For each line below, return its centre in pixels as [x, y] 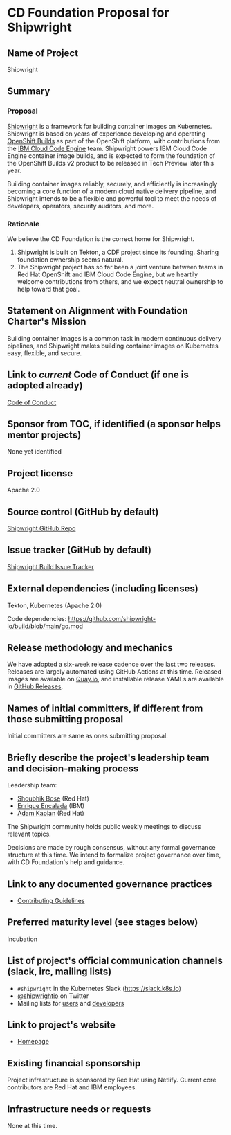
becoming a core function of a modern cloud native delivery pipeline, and [112, 191]
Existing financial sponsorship [74, 1063]
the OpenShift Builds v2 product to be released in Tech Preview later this [111, 163]
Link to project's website [61, 1025]
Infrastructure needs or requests [79, 1109]
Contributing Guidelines [51, 900]
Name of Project [43, 53]
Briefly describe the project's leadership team [108, 757]
